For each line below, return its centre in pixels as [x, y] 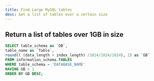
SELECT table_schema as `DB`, [37, 46]
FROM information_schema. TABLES [38, 60]
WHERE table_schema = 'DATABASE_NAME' [45, 64]
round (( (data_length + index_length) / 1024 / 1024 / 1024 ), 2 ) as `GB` [77, 55]
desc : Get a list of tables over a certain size [56, 14]
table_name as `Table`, [30, 51]
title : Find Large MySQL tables [38, 10]
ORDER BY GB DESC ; [24, 74]
